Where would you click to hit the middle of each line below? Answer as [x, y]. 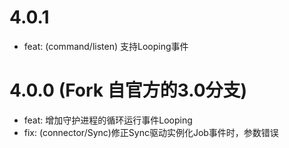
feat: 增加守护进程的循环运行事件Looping [108, 120]
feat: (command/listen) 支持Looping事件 [106, 46]
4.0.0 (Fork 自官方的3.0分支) [128, 90]
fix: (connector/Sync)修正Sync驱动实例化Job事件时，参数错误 [151, 132]
